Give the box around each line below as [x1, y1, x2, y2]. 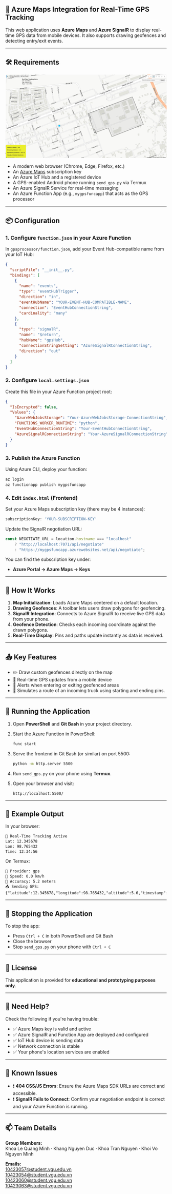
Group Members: [5, 1140, 42, 1146]
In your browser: [5, 823, 40, 829]
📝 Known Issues [5, 1069, 58, 1078]
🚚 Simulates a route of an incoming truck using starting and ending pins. [12, 688, 165, 694]
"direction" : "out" [18, 348, 60, 354]
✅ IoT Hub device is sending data [12, 1037, 83, 1043]
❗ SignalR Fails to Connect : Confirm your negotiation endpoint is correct [12, 1096, 165, 1102]
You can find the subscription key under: [5, 556, 91, 562]
